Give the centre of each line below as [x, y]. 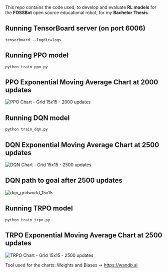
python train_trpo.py [28, 220]
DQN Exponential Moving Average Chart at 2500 [82, 145]
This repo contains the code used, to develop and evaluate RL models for [81, 7]
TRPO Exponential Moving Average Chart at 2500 [84, 235]
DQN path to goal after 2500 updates [64, 180]
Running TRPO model [39, 209]
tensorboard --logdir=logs [33, 40]
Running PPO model [37, 55]
